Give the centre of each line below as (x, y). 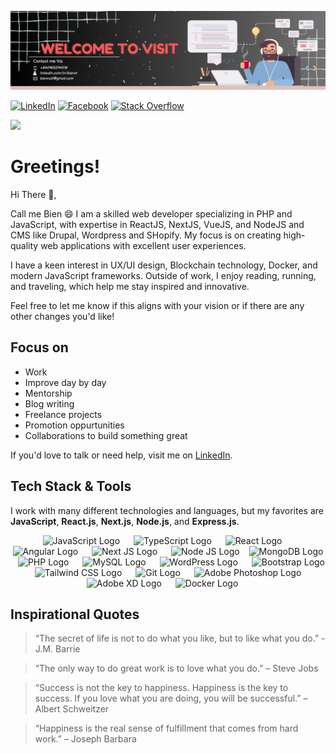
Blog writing (49, 403)
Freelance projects (63, 414)
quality (24, 245)
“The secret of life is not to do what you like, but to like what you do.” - (180, 638)
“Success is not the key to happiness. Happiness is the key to (161, 688)
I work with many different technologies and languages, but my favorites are (167, 510)
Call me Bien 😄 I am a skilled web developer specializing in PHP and (151, 213)
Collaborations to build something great (106, 435)
